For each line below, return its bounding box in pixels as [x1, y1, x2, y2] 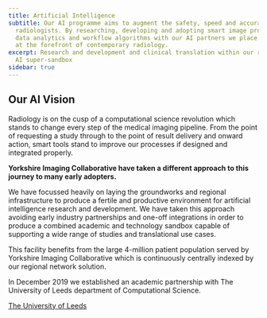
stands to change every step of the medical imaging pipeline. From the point [8, 122, 258, 132]
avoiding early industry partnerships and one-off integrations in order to [8, 212, 244, 222]
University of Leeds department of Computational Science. [8, 285, 201, 295]
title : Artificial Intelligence [8, 11, 115, 20]
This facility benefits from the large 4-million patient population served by [8, 244, 250, 254]
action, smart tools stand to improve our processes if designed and [8, 139, 228, 149]
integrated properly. [8, 148, 74, 157]
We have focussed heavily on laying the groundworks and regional [8, 187, 226, 196]
